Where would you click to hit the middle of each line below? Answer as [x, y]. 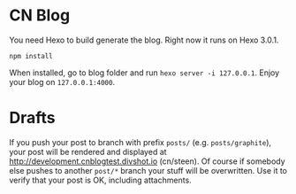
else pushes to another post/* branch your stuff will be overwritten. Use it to [148, 170]
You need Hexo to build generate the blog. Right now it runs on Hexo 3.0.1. [144, 40]
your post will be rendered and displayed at [88, 151]
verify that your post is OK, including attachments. [100, 180]
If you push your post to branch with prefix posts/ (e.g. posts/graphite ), [140, 142]
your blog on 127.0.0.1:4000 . [62, 81]
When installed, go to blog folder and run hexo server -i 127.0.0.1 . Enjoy [144, 73]
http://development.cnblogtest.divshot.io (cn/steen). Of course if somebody [147, 161]
